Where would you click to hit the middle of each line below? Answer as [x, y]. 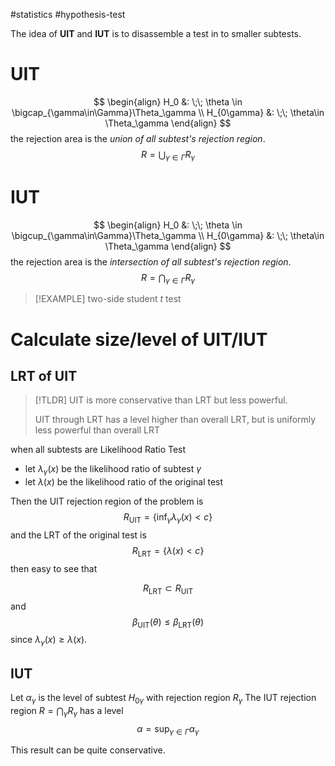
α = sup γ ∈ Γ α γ [168, 729]
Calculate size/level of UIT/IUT [139, 339]
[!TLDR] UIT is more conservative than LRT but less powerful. [161, 400]
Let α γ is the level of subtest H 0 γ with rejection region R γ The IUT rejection [163, 699]
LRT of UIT [44, 376]
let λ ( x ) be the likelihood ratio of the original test [124, 482]
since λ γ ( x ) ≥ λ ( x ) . [49, 641]
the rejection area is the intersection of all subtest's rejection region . [151, 261]
